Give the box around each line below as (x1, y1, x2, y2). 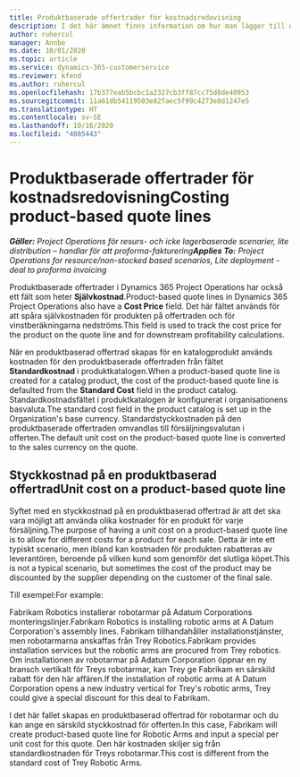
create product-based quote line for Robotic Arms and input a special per (9, 729, 279, 739)
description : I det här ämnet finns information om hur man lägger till (9, 21, 286, 30)
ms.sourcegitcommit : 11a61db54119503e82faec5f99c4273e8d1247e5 (9, 96, 250, 106)
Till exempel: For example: (9, 589, 104, 600)
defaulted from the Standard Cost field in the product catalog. (9, 384, 238, 395)
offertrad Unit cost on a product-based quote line (9, 482, 286, 497)
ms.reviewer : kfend (9, 72, 82, 81)
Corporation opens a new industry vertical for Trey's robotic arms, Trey (9, 682, 271, 694)
